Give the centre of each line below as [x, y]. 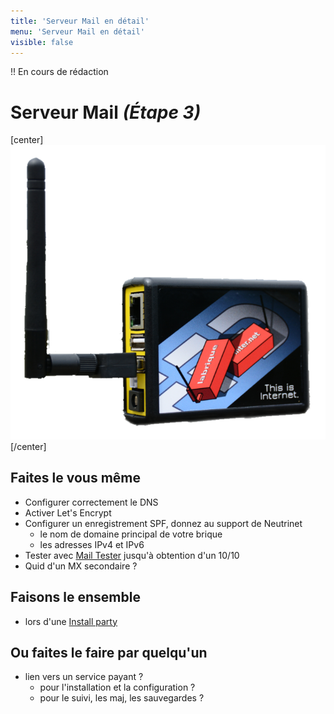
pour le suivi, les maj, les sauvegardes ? [122, 698]
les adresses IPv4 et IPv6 [92, 544]
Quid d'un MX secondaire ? [81, 566]
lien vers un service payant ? [84, 677]
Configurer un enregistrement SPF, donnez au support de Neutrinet [163, 523]
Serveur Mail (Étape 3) [106, 112]
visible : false [42, 42]
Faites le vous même [76, 478]
